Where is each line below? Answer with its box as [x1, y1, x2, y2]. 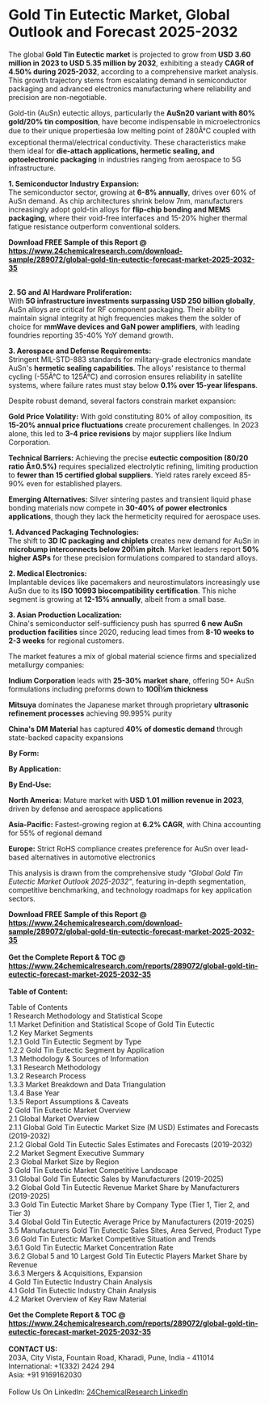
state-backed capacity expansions [8, 733, 124, 742]
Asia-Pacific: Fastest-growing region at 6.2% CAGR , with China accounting [8, 819, 261, 829]
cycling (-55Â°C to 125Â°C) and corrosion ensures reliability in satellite [8, 372, 242, 381]
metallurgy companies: [8, 660, 85, 670]
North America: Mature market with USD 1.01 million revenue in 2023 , [8, 795, 244, 805]
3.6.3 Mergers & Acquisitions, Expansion [8, 1268, 143, 1278]
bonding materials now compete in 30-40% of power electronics [8, 502, 228, 512]
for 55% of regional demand [8, 828, 103, 838]
